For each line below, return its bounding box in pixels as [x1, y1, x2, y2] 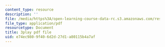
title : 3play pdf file [5, 30, 52, 35]
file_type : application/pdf [5, 21, 63, 26]
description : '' [5, 12, 38, 17]
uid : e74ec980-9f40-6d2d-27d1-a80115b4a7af [5, 35, 96, 40]
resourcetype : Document [5, 25, 54, 30]
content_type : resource [5, 7, 54, 12]
